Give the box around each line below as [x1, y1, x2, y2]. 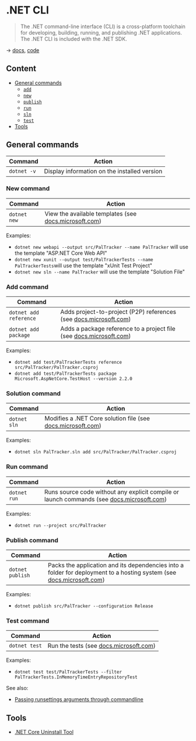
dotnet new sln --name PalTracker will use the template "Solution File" [14, 268, 185, 275]
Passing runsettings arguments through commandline [14, 696, 144, 703]
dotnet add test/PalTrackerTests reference [14, 360, 123, 366]
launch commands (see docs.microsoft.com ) [44, 495, 167, 503]
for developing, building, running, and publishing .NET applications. [20, 29, 183, 36]
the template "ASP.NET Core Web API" [14, 250, 107, 257]
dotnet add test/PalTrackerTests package [14, 371, 117, 377]
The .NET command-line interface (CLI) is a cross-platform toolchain [20, 23, 185, 30]
